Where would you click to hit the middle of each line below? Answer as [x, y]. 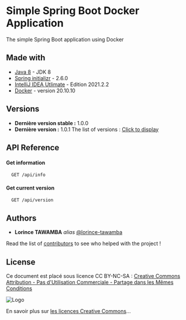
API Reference [33, 147]
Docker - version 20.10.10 [45, 90]
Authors [21, 218]
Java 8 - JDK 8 [33, 72]
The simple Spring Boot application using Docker [65, 39]
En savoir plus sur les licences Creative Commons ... [68, 311]
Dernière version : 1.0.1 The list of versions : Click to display [87, 129]
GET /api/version [32, 200]
